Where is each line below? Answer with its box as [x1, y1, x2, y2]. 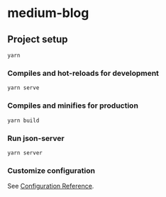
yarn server [7, 149, 43, 157]
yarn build [7, 117, 40, 124]
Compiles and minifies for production [7, 101, 138, 111]
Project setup [7, 33, 69, 45]
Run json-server [7, 133, 65, 143]
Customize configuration [7, 165, 96, 175]
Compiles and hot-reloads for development [7, 68, 160, 78]
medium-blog [7, 5, 89, 21]
